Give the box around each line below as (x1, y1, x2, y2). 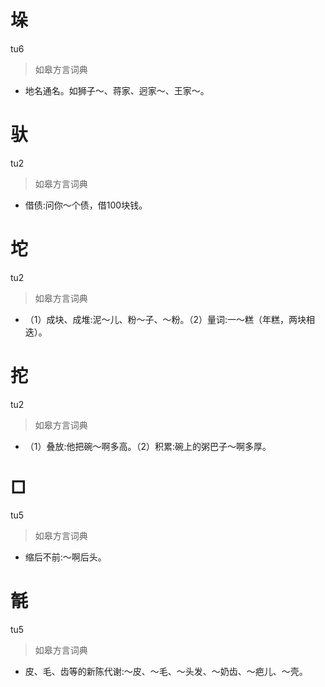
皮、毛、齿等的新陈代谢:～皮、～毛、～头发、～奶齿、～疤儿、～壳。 (24, 665, 308, 677)
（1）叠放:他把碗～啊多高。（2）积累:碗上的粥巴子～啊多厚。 (24, 440, 272, 452)
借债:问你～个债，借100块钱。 (24, 199, 148, 211)
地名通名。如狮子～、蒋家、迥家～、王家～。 (24, 84, 210, 96)
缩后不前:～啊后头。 (24, 551, 107, 563)
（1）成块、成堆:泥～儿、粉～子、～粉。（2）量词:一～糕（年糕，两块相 (24, 313, 316, 325)
